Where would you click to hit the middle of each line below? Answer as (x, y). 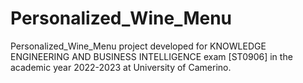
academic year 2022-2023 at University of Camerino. (121, 67)
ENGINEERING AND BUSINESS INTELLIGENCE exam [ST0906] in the (151, 56)
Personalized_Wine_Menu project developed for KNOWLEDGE (138, 46)
